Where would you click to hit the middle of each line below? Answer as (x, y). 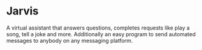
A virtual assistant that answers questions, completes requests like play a (98, 28)
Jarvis (23, 11)
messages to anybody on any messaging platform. (70, 40)
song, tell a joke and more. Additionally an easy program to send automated (101, 34)
